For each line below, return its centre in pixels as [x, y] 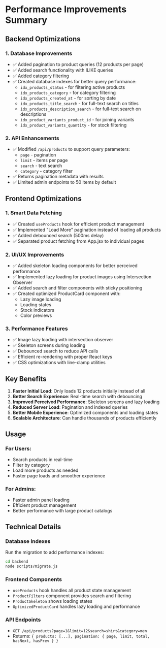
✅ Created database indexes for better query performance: [75, 81]
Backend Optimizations [43, 39]
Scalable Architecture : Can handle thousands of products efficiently [85, 418]
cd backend [17, 561]
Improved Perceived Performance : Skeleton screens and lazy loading [86, 402]
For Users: [18, 448]
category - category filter [46, 171]
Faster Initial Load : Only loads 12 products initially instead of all [79, 391]
